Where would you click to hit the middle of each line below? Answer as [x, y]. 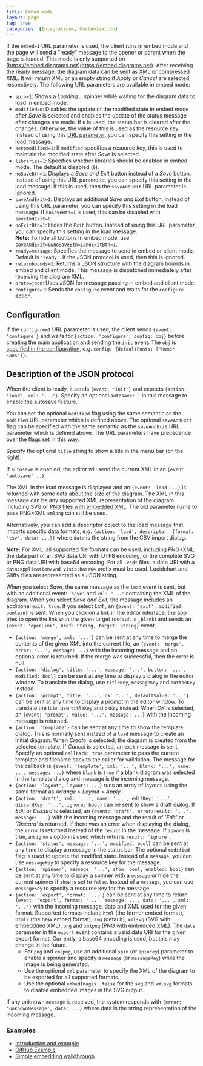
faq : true [19, 23]
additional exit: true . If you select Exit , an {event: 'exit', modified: [95, 606]
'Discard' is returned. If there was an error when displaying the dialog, [102, 824]
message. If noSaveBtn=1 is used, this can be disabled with [88, 212]
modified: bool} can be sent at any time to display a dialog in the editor [105, 675]
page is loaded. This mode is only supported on [66, 59]
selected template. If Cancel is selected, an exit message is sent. [97, 746]
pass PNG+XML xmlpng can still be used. [57, 513]
